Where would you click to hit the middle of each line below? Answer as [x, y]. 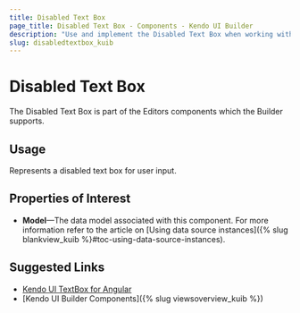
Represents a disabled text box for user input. [93, 170]
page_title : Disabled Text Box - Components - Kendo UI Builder [131, 26]
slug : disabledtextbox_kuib [62, 42]
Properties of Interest [70, 199]
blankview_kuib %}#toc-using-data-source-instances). [124, 239]
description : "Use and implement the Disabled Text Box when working [142, 34]
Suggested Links [57, 268]
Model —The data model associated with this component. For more [146, 220]
